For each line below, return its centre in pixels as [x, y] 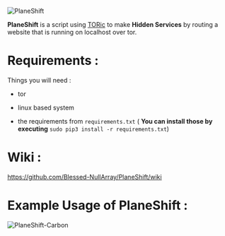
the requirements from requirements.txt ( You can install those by [115, 121]
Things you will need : [39, 80]
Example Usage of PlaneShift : [98, 206]
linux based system [46, 107]
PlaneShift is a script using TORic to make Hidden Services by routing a [113, 24]
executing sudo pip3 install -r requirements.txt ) [93, 129]
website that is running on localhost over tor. [72, 32]
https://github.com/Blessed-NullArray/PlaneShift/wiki [85, 177]
